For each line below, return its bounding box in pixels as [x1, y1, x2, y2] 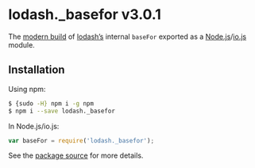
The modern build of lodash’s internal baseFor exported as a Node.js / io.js [8, 32, 247, 41]
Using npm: [8, 84, 46, 94]
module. [8, 40, 36, 49]
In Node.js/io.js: [8, 121, 60, 131]
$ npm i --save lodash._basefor [8, 107, 115, 115]
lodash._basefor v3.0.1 [8, 6, 161, 24]
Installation [8, 63, 65, 77]
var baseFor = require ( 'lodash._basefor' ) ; [8, 136, 155, 144]
